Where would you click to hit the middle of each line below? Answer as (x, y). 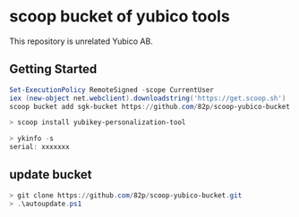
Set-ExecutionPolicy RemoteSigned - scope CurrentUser (112, 90)
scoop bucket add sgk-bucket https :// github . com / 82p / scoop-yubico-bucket (150, 106)
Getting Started (53, 69)
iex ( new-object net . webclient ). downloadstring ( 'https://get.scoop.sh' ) (148, 98)
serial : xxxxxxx (39, 147)
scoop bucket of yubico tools (120, 17)
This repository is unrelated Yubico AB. (81, 41)
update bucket (51, 175)
